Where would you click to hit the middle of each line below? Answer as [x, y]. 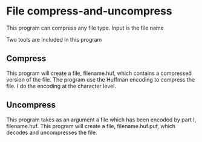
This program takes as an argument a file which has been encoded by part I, [101, 120]
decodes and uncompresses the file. [52, 132]
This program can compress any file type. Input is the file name [85, 28]
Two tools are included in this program [54, 39]
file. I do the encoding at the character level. [61, 86]
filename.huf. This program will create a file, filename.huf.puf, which [91, 126]
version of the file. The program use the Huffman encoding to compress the [101, 79]
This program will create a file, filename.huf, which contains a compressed [99, 73]
